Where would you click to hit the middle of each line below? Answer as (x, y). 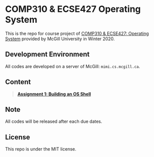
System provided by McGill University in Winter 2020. (60, 39)
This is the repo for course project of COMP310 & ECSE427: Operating (77, 33)
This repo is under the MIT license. (41, 149)
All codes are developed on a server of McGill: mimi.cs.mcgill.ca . (73, 66)
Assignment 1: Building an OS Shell (54, 94)
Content (18, 82)
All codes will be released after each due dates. (54, 121)
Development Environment (47, 54)
